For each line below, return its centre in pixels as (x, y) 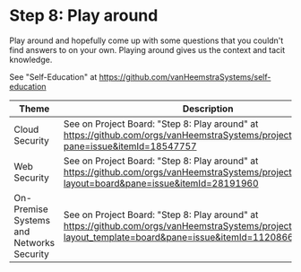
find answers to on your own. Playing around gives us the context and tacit (147, 49)
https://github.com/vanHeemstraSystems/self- (185, 76)
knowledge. (31, 59)
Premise (31, 209)
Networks (34, 242)
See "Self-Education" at (53, 76)
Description (208, 109)
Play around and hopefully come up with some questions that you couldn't (146, 40)
